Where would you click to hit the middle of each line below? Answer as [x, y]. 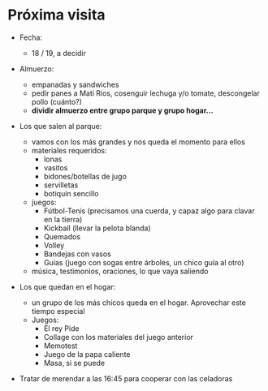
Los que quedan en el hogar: [67, 286]
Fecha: [30, 37]
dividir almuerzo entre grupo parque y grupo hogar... [122, 110]
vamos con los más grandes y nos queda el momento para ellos [138, 142]
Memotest [61, 346]
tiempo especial [58, 311]
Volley [54, 245]
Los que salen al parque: [61, 126]
